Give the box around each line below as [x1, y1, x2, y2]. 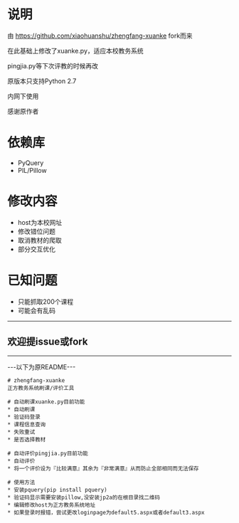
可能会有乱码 [17, 306, 55, 315]
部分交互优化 [17, 245, 55, 253]
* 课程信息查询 [7, 421, 46, 428]
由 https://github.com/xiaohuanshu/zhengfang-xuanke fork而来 [7, 31, 193, 40]
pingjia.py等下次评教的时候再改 [7, 61, 98, 70]
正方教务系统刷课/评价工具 [7, 384, 75, 391]
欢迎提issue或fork [7, 336, 88, 348]
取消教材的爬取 [17, 236, 62, 244]
